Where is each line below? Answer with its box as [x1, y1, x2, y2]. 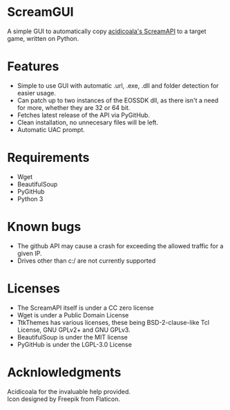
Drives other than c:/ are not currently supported [17, 257, 156, 265]
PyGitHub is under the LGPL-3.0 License [17, 340, 133, 348]
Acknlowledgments [7, 364, 122, 380]
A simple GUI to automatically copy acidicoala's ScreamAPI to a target [7, 27, 207, 35]
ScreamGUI [7, 4, 74, 20]
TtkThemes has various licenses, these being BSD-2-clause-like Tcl [17, 318, 209, 326]
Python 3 [17, 194, 44, 203]
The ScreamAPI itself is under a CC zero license [17, 304, 154, 312]
